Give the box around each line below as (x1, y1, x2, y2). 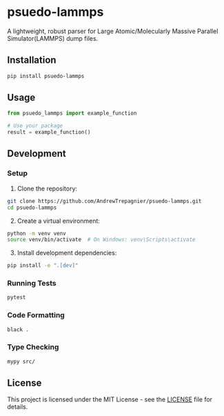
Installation (7, 55, 57, 66)
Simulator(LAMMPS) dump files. (7, 34, 99, 42)
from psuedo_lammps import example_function (7, 110, 137, 117)
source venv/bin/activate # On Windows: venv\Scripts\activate (7, 236, 196, 244)
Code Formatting (7, 310, 65, 320)
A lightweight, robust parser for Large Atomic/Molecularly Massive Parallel (7, 27, 218, 35)
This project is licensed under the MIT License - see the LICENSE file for (7, 395, 212, 404)
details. (7, 403, 28, 411)
